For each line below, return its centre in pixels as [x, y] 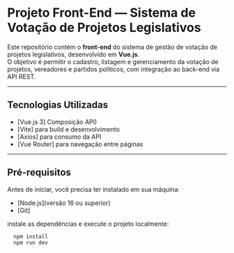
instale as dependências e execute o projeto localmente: [88, 224]
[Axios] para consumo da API [59, 137]
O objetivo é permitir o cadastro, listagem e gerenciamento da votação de [113, 61]
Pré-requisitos [39, 172]
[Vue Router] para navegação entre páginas [80, 144]
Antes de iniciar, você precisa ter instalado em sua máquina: [93, 189]
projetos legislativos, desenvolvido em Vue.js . [73, 54]
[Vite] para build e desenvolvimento [69, 129]
